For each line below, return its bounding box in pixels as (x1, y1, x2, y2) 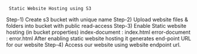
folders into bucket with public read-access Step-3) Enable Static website (6, 23, 187, 29)
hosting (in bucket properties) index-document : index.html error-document (6, 28, 191, 36)
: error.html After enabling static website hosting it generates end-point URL (6, 35, 192, 42)
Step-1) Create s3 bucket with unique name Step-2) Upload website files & (6, 16, 188, 23)
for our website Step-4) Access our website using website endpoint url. (6, 42, 181, 48)
